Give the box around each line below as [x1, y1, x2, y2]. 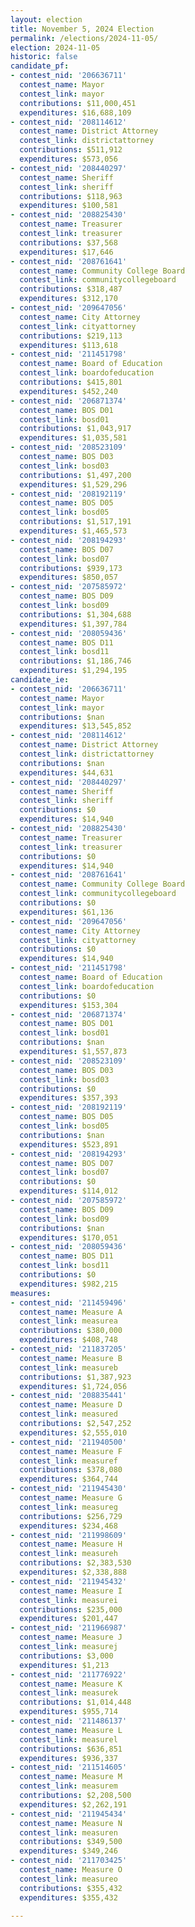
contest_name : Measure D [19, 1400, 123, 1410]
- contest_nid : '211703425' [10, 1856, 128, 1866]
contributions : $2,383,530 [19, 1558, 132, 1568]
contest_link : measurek [19, 1688, 118, 1698]
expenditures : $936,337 [19, 1753, 118, 1763]
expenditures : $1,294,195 [19, 666, 128, 676]
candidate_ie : [10, 675, 70, 685]
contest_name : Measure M [19, 1772, 123, 1782]
